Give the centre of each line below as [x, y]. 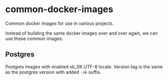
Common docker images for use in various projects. [60, 23]
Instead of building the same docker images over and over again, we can [81, 33]
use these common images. [34, 38]
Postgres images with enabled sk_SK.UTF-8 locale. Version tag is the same [84, 66]
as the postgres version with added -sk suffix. [53, 72]
